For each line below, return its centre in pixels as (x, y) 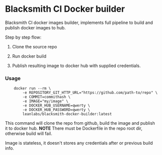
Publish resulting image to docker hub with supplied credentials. (76, 66)
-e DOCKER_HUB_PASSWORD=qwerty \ (56, 110)
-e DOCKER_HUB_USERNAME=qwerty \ (56, 106)
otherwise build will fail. (29, 133)
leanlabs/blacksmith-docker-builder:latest (67, 114)
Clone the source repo (35, 46)
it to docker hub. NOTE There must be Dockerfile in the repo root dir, (74, 129)
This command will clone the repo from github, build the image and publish (80, 123)
